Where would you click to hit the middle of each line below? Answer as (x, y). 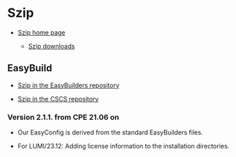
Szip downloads (52, 46)
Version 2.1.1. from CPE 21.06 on (63, 117)
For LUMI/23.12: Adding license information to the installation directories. (123, 146)
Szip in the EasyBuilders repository (69, 85)
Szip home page (41, 32)
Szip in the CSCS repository (58, 99)
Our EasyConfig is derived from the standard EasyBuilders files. (110, 132)
